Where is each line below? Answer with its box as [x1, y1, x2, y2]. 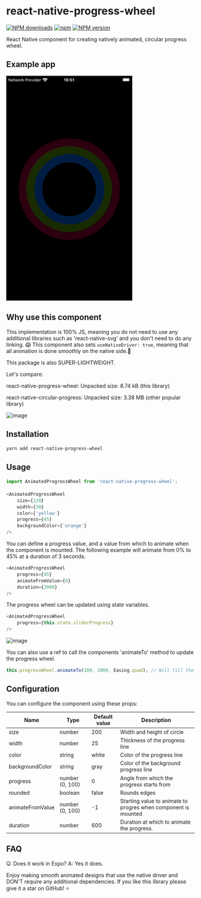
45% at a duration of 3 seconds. [6, 553, 86, 560]
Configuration [6, 684, 60, 694]
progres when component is [120, 804, 190, 810]
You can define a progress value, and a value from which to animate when [6, 540, 189, 547]
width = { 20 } [17, 504, 44, 510]
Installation [6, 429, 49, 439]
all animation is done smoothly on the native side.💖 [6, 347, 132, 354]
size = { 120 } [17, 498, 44, 504]
